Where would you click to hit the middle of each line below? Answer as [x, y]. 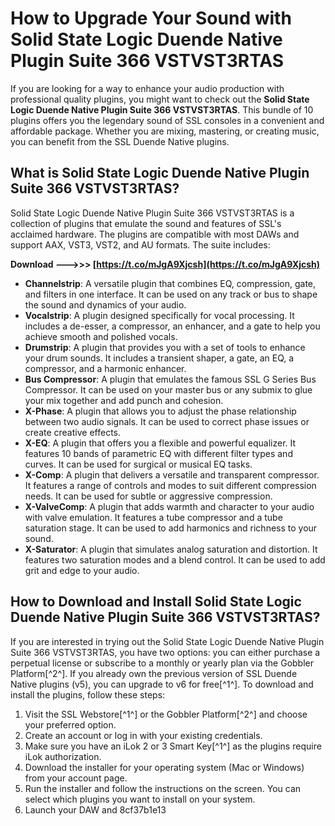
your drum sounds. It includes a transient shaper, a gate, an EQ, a [159, 358]
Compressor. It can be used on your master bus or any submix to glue [168, 389]
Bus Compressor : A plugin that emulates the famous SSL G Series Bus [170, 379]
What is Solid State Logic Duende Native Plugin [160, 173]
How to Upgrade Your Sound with [151, 18]
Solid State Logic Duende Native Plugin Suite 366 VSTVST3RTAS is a [152, 213]
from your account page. [76, 778]
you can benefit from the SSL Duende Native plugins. [120, 141]
